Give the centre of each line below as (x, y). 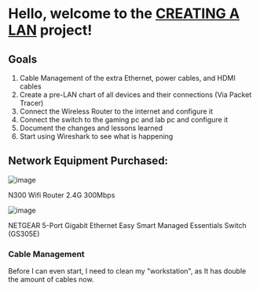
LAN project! (50, 30)
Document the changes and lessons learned (91, 128)
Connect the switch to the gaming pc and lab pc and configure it (124, 120)
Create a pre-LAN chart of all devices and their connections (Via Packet (135, 94)
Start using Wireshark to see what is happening (96, 136)
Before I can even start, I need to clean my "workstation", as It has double (127, 271)
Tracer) (31, 103)
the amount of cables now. (51, 280)
